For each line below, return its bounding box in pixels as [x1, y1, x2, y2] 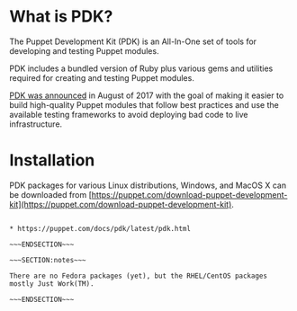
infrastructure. [9, 119, 63, 129]
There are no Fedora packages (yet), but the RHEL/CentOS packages [9, 271, 268, 280]
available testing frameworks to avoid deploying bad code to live [9, 109, 249, 120]
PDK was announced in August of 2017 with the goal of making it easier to [9, 90, 284, 101]
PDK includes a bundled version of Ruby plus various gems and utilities [9, 63, 274, 74]
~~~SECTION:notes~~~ [9, 255, 87, 264]
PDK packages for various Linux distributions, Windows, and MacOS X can [9, 180, 286, 191]
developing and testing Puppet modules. [9, 45, 159, 56]
